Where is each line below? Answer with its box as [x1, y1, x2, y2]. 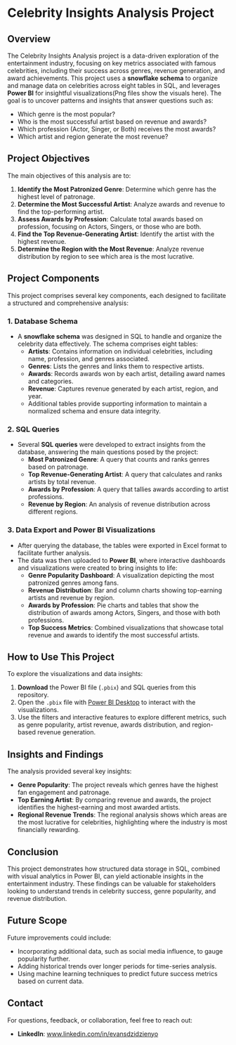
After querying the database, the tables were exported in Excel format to [17, 541, 227, 550]
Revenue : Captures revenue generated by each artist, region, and [27, 384, 219, 393]
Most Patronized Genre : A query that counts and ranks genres [27, 455, 210, 464]
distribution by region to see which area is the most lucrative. [17, 252, 195, 261]
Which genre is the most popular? [17, 110, 116, 118]
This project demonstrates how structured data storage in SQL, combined [7, 864, 221, 873]
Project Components [7, 273, 100, 285]
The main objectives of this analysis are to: [7, 171, 131, 180]
